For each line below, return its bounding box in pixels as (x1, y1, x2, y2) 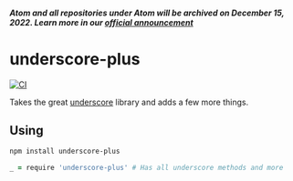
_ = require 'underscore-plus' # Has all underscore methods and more (9, 164, 284, 173)
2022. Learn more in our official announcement (9, 16, 194, 27)
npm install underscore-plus (9, 146, 120, 156)
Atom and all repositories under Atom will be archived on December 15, (9, 7, 285, 18)
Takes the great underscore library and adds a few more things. (9, 96, 249, 107)
